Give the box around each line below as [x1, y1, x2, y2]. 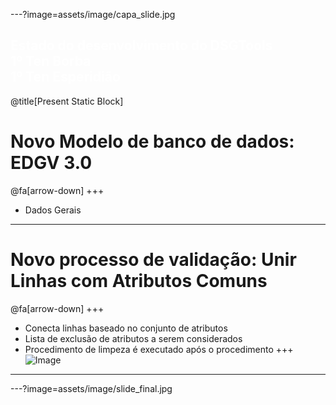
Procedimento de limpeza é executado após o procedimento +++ [24, 343, 294, 355]
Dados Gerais [24, 204, 82, 216]
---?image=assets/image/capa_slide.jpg [10, 9, 176, 20]
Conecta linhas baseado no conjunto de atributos [24, 322, 228, 334]
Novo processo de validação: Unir [10, 248, 297, 271]
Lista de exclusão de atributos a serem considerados [24, 332, 243, 344]
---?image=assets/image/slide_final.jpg [10, 382, 173, 394]
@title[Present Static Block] [10, 95, 124, 107]
